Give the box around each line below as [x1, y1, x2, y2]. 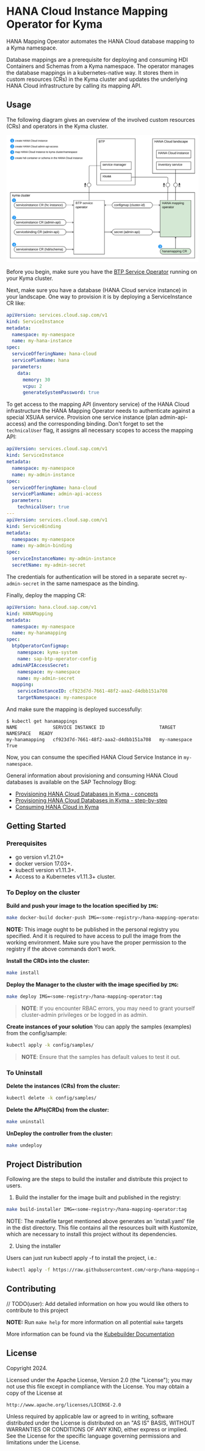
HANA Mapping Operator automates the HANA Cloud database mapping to [6, 37, 195, 45]
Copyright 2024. [6, 1364, 48, 1371]
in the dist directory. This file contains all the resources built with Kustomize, [6, 1224, 198, 1232]
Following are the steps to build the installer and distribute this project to [6, 1175, 188, 1183]
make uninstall [6, 1118, 45, 1125]
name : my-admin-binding [12, 543, 72, 549]
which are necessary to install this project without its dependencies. [6, 1231, 178, 1238]
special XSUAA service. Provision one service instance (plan [6, 413, 159, 421]
